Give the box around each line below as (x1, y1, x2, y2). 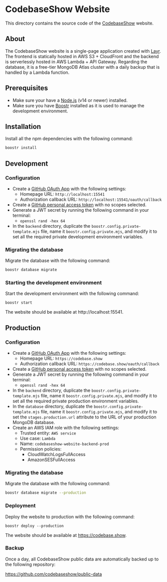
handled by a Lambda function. (5, 69, 70, 75)
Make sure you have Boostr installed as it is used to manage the (12, 102, 144, 108)
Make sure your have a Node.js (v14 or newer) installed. (12, 97, 128, 103)
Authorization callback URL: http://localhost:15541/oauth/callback (20, 196, 162, 202)
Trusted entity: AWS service (20, 430, 76, 436)
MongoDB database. (12, 419, 55, 425)
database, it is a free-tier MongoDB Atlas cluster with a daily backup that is (5, 64, 160, 70)
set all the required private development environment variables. (12, 233, 144, 239)
